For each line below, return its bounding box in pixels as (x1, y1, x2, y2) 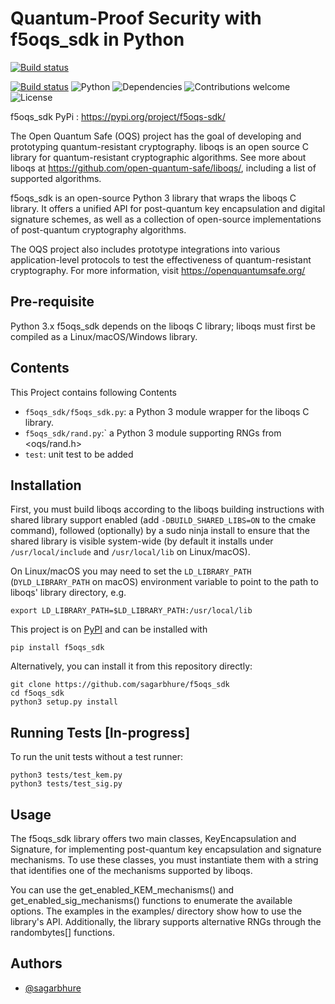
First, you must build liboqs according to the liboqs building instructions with (10, 503, 325, 516)
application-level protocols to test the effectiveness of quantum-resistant (10, 253, 312, 266)
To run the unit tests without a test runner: (10, 751, 183, 763)
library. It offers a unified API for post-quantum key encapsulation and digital (10, 202, 326, 214)
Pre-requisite (10, 293, 95, 311)
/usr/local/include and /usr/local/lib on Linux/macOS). (10, 546, 251, 558)
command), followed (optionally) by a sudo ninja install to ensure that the (10, 525, 310, 537)
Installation (10, 477, 82, 494)
